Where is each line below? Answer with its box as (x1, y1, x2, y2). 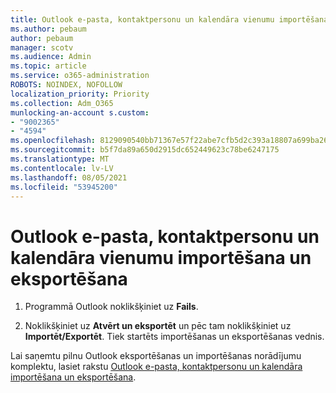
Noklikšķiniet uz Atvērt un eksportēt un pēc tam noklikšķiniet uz (24, 320, 292, 332)
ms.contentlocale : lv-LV (10, 163, 114, 173)
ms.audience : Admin (10, 52, 92, 62)
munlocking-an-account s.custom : (10, 107, 150, 118)
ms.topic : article (10, 61, 87, 71)
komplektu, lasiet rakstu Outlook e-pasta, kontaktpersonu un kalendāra (10, 361, 303, 373)
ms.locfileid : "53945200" (10, 182, 118, 192)
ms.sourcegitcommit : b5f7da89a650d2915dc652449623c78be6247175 (10, 145, 280, 155)
